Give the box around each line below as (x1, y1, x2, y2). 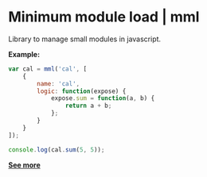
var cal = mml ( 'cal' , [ (8, 64, 88, 73)
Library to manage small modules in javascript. (8, 34, 162, 44)
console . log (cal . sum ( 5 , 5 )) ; (8, 145, 105, 154)
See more (8, 160, 41, 170)
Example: (8, 49, 41, 59)
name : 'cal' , (37, 79, 80, 87)
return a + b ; (64, 102, 112, 110)
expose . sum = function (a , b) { (50, 94, 155, 102)
